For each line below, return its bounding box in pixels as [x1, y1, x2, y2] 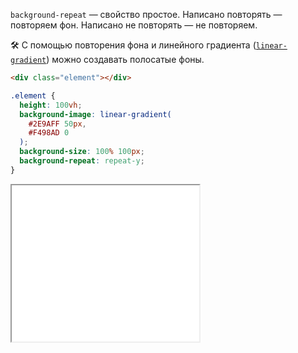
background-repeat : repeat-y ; [19, 156, 145, 166]
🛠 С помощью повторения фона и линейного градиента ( [10, 39, 257, 51]
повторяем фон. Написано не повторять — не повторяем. [10, 19, 258, 31]
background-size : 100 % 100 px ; [19, 147, 145, 157]
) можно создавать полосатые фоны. [46, 54, 205, 65]
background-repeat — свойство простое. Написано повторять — [10, 9, 283, 20]
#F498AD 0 [28, 128, 70, 138]
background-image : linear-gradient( [19, 109, 172, 119]
